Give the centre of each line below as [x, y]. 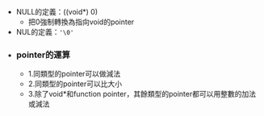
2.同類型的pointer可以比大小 [75, 84]
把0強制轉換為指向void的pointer [81, 22]
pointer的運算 [43, 55]
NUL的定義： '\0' [45, 32]
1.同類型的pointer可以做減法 [74, 74]
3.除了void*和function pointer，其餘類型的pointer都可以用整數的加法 [142, 94]
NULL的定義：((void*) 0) [57, 12]
